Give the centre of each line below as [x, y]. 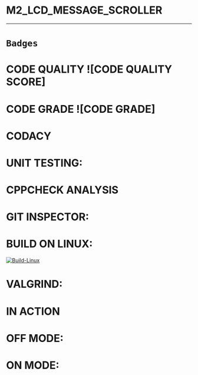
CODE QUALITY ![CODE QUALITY [89, 69]
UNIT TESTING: [44, 163]
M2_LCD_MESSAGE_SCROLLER [84, 10]
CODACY [29, 136]
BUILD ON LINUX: [49, 244]
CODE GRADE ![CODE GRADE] [81, 109]
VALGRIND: [34, 284]
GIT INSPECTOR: [48, 217]
